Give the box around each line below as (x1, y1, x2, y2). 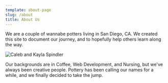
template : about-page (5, 7, 52, 13)
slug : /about (5, 12, 33, 17)
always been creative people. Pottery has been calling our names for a (5, 67, 154, 73)
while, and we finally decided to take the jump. (5, 72, 103, 78)
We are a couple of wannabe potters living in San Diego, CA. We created (5, 31, 158, 37)
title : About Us (5, 17, 40, 22)
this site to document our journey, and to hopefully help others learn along (5, 36, 161, 42)
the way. (5, 42, 23, 48)
